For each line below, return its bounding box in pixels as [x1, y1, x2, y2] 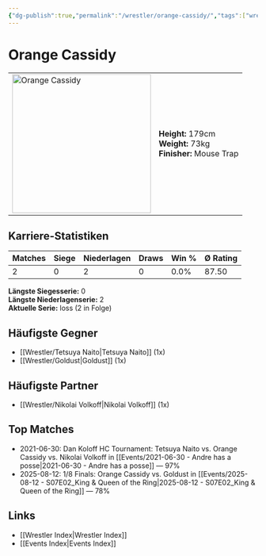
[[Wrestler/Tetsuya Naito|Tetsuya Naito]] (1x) [19, 347, 165, 357]
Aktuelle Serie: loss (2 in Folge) [8, 303, 112, 313]
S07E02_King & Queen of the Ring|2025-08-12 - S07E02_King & [46, 477, 256, 487]
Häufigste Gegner [8, 326, 98, 339]
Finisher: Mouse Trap [158, 148, 239, 159]
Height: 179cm [158, 128, 216, 139]
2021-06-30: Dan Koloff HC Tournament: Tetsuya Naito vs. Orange [19, 443, 237, 453]
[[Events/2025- [197, 469, 248, 478]
